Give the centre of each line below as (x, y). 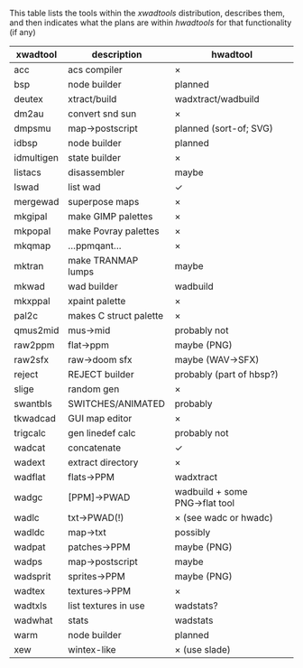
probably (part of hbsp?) (227, 374)
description (117, 55)
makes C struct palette (115, 315)
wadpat (30, 547)
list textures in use (106, 606)
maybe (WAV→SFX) (217, 360)
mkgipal (31, 216)
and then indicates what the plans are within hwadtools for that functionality (151, 23)
